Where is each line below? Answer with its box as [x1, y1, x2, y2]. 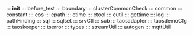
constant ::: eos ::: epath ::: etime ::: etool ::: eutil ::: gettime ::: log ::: [6, 11, 171, 18]
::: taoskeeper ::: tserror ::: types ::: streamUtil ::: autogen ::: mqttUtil [6, 23, 171, 30]
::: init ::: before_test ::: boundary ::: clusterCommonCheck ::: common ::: [6, 5, 182, 12]
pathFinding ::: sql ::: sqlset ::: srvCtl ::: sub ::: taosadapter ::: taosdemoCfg [6, 17, 188, 24]
